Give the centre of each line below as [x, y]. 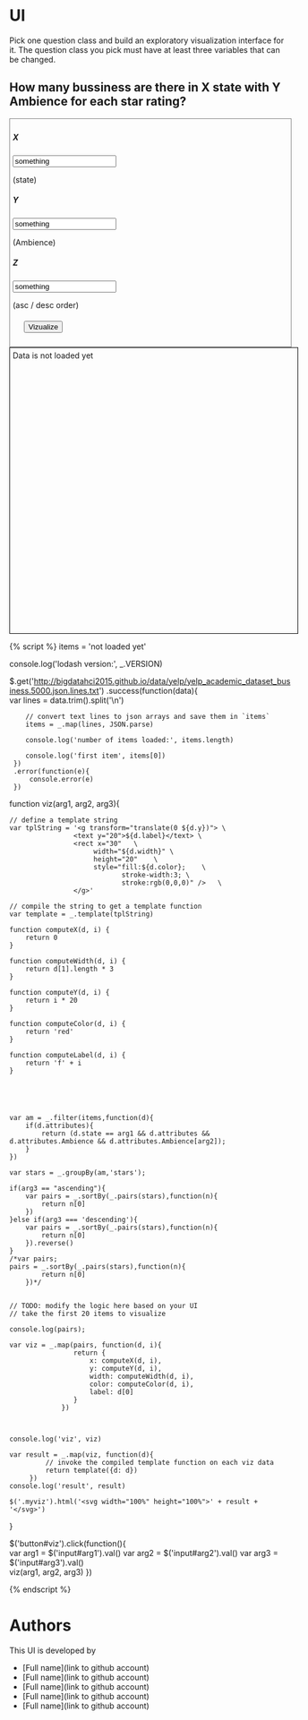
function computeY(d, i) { [60, 992]
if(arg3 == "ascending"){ [57, 1188]
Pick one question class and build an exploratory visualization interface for [147, 40]
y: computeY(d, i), [126, 1368]
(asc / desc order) [46, 304]
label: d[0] [111, 1392]
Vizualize [43, 326]
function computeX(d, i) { [60, 929]
